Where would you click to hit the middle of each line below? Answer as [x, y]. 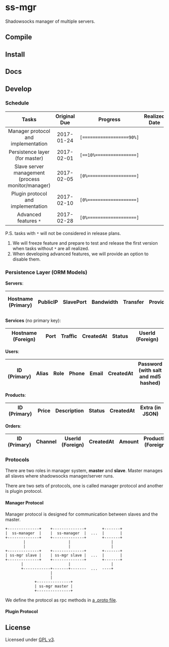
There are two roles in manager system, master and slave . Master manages [84, 471]
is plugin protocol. [24, 491]
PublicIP [48, 302]
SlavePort [75, 302]
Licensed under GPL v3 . [30, 639]
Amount [129, 442]
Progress [109, 119]
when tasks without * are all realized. [51, 248]
